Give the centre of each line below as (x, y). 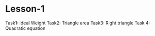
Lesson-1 (25, 9)
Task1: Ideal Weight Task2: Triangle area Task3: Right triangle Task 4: (78, 23)
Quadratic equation (25, 28)
